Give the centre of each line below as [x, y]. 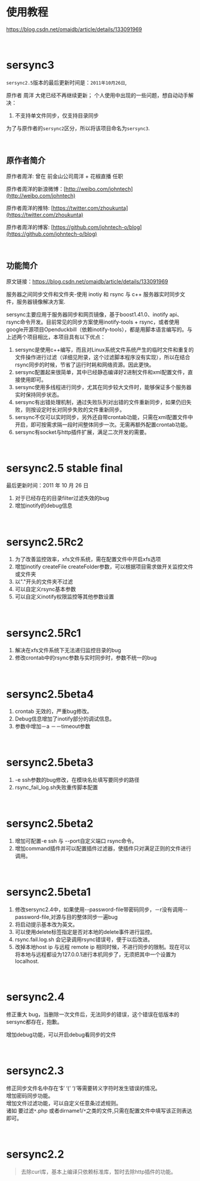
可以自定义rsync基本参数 [45, 589]
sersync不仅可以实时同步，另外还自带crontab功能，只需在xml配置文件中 [104, 417]
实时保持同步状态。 [39, 394]
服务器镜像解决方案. [41, 302]
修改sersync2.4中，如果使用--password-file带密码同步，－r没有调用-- [101, 909]
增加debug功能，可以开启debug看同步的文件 [61, 1034]
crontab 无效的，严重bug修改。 [53, 712]
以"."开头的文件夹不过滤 [44, 582]
